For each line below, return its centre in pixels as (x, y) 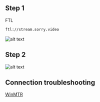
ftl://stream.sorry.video (32, 29)
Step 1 (15, 8)
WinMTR (14, 94)
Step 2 (15, 55)
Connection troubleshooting (50, 82)
